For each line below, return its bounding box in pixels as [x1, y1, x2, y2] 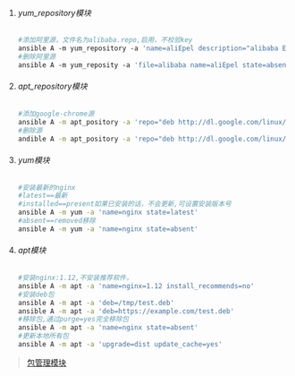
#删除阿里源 [17, 52, 56, 61]
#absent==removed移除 [17, 217, 97, 226]
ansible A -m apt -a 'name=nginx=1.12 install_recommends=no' [17, 281, 255, 290]
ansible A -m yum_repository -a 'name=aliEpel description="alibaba [17, 44, 279, 53]
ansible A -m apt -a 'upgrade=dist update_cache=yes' [17, 340, 223, 349]
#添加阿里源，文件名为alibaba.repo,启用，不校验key [17, 36, 193, 45]
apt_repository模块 [17, 81, 88, 92]
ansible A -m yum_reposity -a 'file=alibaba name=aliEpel [17, 60, 239, 70]
